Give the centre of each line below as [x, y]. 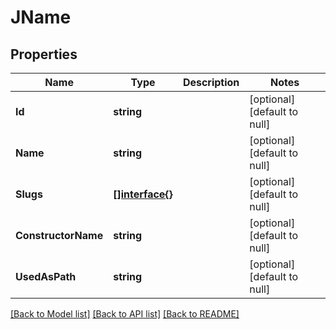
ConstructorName [59, 235]
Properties [44, 54]
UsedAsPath [46, 276]
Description [211, 82]
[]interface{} [143, 194]
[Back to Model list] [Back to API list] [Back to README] [125, 314]
